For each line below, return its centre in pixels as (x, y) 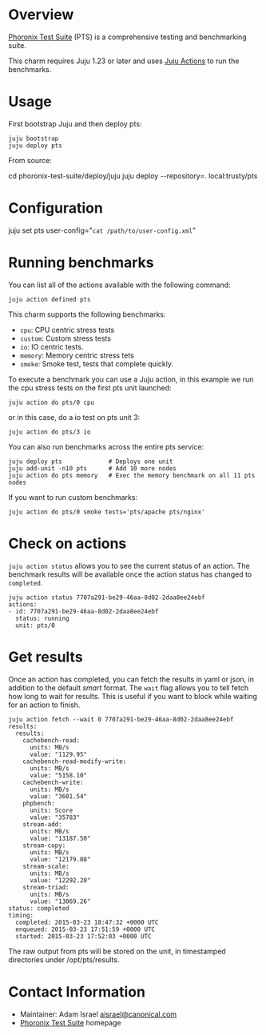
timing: (21, 915)
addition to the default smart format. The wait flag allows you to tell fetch (129, 687)
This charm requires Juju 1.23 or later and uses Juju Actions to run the (124, 61)
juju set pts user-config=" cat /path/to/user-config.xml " (102, 230)
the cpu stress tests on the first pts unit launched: (90, 388)
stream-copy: (44, 845)
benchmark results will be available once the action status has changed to (130, 574)
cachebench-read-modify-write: (75, 761)
